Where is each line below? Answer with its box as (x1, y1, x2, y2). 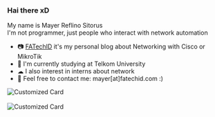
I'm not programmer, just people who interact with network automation (7, 28, 209, 37)
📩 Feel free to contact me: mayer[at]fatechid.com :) (17, 75, 164, 83)
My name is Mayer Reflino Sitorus (7, 21, 103, 30)
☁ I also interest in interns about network (17, 67, 135, 75)
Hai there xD (7, 6, 50, 15)
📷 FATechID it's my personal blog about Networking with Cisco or (17, 42, 205, 51)
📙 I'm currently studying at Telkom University (17, 60, 146, 68)
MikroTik (17, 53, 42, 61)
